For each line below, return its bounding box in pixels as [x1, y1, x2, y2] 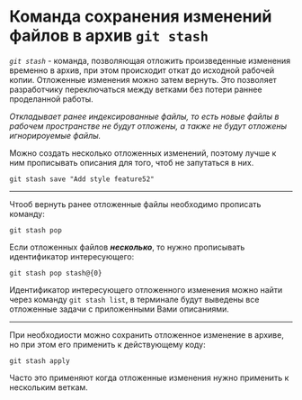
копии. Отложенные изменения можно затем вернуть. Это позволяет [9, 74, 277, 85]
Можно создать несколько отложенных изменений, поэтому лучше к [9, 147, 277, 159]
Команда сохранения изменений [9, 6, 272, 27]
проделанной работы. [9, 93, 94, 105]
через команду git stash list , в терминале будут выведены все [9, 294, 260, 305]
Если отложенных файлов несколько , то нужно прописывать [9, 241, 245, 252]
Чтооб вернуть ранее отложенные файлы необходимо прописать [9, 198, 262, 209]
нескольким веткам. [9, 381, 88, 393]
